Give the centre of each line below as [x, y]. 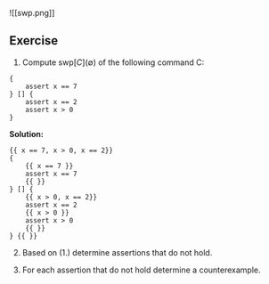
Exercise [34, 41]
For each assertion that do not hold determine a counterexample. [141, 270]
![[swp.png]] [32, 13]
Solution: [27, 134]
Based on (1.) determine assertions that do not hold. [117, 252]
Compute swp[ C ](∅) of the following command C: [113, 62]
